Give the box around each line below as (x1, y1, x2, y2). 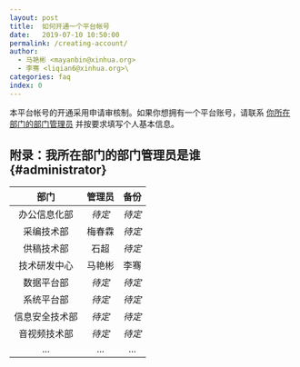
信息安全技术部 (14, 311, 79, 323)
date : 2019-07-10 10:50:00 (9, 30, 120, 39)
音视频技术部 (18, 328, 75, 341)
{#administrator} (9, 163, 107, 178)
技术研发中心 (18, 260, 75, 273)
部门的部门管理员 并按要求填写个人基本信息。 (9, 118, 179, 129)
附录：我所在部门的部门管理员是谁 (9, 147, 201, 164)
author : (9, 47, 39, 56)
